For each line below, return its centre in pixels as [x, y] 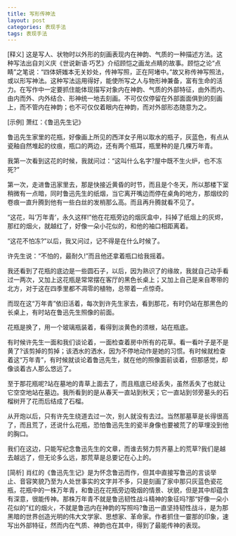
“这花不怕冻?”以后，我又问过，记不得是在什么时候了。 [85, 241]
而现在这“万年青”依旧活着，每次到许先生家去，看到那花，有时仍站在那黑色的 [118, 304]
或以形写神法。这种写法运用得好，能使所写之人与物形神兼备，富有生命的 [112, 81]
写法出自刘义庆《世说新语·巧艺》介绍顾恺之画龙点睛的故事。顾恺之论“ [114, 63]
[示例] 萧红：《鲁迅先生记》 [46, 122]
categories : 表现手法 [37, 27]
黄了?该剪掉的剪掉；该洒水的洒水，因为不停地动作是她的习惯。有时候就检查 [117, 351]
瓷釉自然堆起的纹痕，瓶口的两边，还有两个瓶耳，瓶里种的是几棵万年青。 [112, 146]
